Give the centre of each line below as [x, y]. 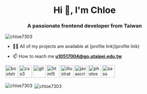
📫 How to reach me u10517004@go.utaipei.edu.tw [67, 56]
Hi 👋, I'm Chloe [85, 10]
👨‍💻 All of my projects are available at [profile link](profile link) [76, 46]
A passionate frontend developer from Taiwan [85, 26]
